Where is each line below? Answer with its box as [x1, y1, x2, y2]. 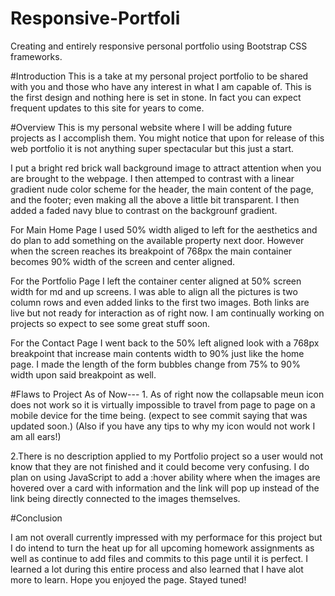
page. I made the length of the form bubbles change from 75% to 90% [10, 358, 301, 370]
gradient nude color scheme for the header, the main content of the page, [10, 183, 314, 195]
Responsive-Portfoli [10, 7, 181, 30]
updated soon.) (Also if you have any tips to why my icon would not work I [10, 420, 316, 432]
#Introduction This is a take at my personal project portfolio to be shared [10, 70, 309, 82]
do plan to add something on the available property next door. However [10, 234, 305, 246]
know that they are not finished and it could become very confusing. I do [10, 460, 310, 472]
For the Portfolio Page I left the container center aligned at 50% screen [10, 275, 302, 287]
